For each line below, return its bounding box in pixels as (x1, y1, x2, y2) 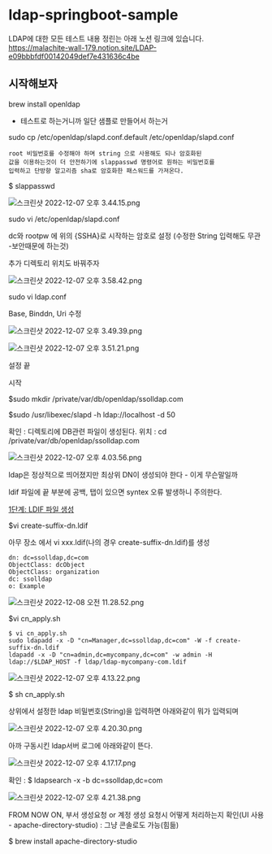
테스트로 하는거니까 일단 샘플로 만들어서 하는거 (19, 115, 168, 125)
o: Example (8, 582, 45, 590)
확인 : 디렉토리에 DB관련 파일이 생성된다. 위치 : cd (8, 426, 167, 436)
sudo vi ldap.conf (8, 291, 67, 302)
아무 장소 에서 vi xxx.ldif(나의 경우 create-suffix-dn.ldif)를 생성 (8, 537, 210, 547)
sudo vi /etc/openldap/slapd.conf (8, 214, 120, 224)
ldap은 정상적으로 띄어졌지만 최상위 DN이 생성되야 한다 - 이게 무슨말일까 (8, 469, 238, 479)
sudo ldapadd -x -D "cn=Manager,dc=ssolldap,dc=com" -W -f (8, 636, 213, 644)
